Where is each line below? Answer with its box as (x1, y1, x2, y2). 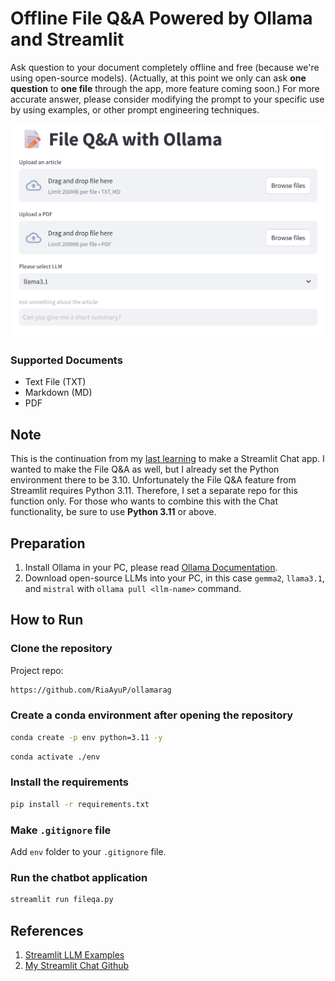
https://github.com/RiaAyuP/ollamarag (10, 685, 172, 695)
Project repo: (10, 664, 64, 676)
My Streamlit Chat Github (24, 959, 130, 971)
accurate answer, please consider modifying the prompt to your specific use (10, 93, 325, 105)
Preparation (10, 535, 86, 552)
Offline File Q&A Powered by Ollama (10, 7, 313, 30)
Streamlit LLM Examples (24, 948, 125, 961)
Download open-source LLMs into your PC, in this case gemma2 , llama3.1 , (24, 572, 325, 584)
